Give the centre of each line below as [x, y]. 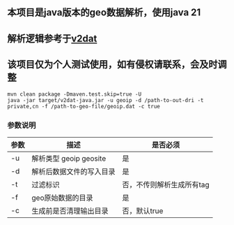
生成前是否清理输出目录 [70, 210]
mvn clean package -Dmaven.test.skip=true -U [74, 94]
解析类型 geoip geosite [69, 158]
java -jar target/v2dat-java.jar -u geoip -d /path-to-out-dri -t [106, 100]
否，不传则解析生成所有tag [166, 184]
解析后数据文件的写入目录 [74, 171]
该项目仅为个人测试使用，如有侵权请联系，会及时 [112, 65]
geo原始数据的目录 [62, 198]
